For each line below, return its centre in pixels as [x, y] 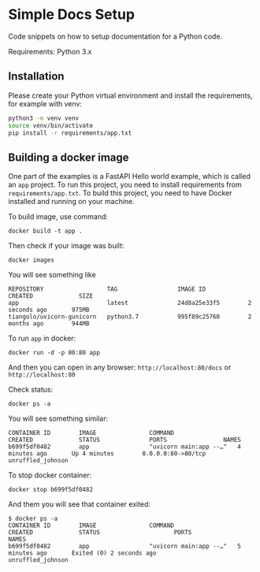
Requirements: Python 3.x [50, 51]
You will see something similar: [58, 418]
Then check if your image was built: [66, 246]
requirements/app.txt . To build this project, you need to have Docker [120, 193]
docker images [32, 260]
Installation [36, 76]
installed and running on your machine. [72, 202]
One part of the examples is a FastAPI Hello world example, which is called [129, 176]
